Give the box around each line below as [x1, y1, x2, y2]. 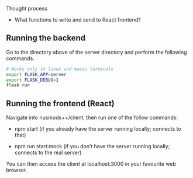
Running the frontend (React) [6, 99, 115, 109]
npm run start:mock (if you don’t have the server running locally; [14, 143, 170, 150]
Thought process [6, 5, 48, 12]
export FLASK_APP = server [6, 71, 67, 78]
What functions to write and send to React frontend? [14, 16, 142, 23]
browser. [6, 166, 27, 174]
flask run [6, 82, 30, 88]
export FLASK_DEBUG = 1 [6, 77, 59, 83]
